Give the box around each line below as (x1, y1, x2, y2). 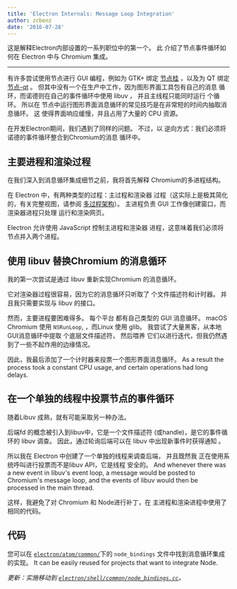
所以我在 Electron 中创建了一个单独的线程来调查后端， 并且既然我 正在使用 (7, 451, 224, 460)
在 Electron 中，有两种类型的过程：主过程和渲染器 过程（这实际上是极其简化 (7, 191, 229, 200)
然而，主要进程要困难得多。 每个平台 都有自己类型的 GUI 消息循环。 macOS (7, 314, 228, 322)
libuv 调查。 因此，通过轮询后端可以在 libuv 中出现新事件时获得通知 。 (20, 437, 225, 445)
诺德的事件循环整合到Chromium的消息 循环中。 (7, 133, 145, 142)
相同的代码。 (7, 506, 44, 515)
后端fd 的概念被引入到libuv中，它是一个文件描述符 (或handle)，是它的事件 (7, 427, 222, 436)
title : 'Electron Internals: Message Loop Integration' (7, 10, 175, 18)
